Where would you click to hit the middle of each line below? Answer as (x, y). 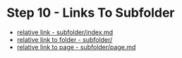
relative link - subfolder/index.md (65, 32)
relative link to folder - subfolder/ (65, 39)
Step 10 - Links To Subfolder (91, 13)
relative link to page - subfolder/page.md (76, 47)
